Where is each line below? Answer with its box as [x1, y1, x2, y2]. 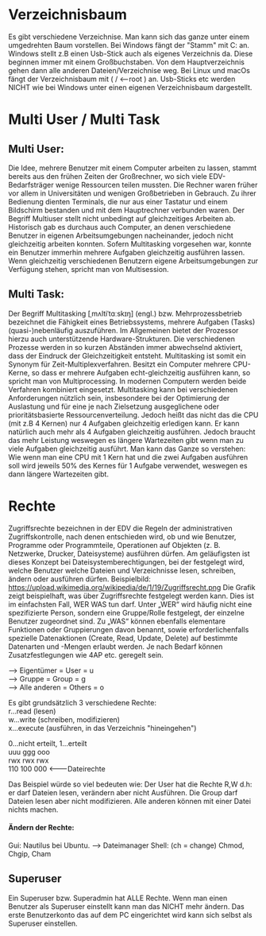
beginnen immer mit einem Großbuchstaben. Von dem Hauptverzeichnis [8, 57, 245, 67]
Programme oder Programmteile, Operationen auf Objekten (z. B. [8, 540, 221, 550]
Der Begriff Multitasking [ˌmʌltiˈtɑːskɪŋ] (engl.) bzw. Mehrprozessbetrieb [8, 309, 242, 318]
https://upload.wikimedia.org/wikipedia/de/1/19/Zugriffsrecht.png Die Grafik [8, 582, 256, 592]
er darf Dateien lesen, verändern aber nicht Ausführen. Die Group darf [8, 787, 238, 797]
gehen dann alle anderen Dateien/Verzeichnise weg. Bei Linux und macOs [8, 65, 250, 75]
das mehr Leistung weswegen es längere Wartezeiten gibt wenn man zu [8, 435, 245, 445]
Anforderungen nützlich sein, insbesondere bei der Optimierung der [8, 393, 230, 402]
